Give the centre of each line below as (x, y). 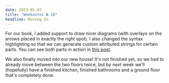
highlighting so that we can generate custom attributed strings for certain (81, 44)
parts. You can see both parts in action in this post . (58, 50)
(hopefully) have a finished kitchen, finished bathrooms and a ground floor (83, 70)
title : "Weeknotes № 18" (31, 15)
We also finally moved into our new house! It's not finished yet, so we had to (85, 59)
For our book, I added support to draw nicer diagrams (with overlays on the (83, 34)
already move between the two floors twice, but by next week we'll (75, 65)
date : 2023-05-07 (24, 10)
